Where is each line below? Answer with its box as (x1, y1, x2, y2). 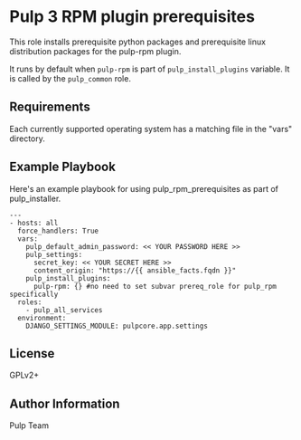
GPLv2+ (9, 369, 40, 381)
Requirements (9, 100, 90, 115)
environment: (17, 313, 67, 322)
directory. (9, 133, 45, 144)
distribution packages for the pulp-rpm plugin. (9, 45, 182, 56)
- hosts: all (9, 218, 59, 227)
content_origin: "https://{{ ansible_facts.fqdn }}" (33, 265, 237, 275)
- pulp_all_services (25, 305, 103, 314)
